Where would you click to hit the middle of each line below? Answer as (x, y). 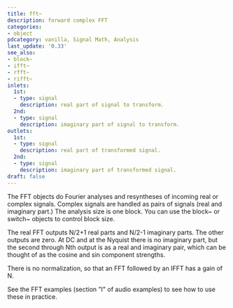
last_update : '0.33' (37, 46)
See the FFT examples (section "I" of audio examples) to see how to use (111, 289)
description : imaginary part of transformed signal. (98, 170)
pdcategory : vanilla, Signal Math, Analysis (73, 40)
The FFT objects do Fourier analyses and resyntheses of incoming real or (113, 196)
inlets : (19, 85)
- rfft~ (19, 72)
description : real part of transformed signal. (90, 150)
